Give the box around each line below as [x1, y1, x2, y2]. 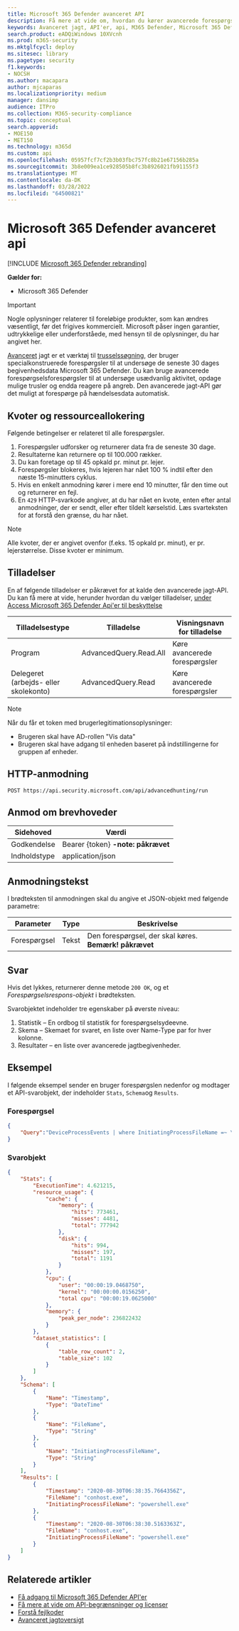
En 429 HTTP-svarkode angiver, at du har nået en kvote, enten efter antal [17, 496, 231, 504]
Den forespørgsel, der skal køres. [87, 931, 198, 941]
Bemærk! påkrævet [87, 940, 154, 950]
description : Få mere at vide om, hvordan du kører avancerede [7, 17, 199, 24]
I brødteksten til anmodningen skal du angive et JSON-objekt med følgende [7, 894, 229, 903]
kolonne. [17, 1033, 44, 1043]
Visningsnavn [176, 618, 225, 628]
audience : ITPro [7, 104, 55, 111]
